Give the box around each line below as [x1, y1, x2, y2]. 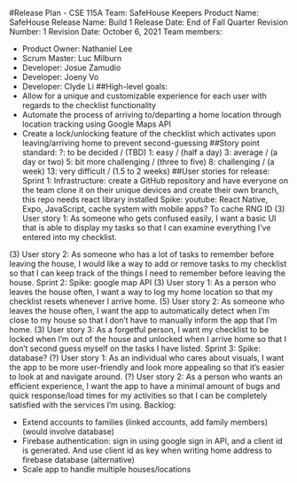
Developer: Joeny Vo [21, 72, 99, 82]
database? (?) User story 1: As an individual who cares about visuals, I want [9, 353, 285, 362]
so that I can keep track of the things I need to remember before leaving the [9, 268, 286, 278]
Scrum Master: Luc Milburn [21, 53, 122, 63]
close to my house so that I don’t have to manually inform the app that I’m [9, 315, 277, 325]
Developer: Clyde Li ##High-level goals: [21, 82, 168, 91]
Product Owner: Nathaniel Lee [21, 43, 133, 54]
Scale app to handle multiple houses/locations [21, 464, 191, 474]
